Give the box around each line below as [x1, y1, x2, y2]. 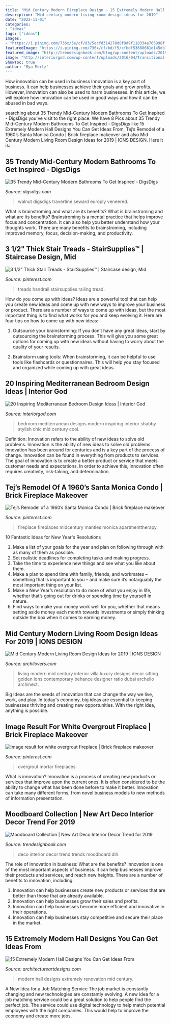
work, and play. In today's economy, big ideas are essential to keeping [5, 697, 153, 703]
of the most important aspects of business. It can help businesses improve [5, 866, 162, 873]
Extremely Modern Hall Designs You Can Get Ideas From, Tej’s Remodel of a [5, 126, 164, 133]
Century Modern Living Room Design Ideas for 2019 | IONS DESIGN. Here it [5, 137, 163, 143]
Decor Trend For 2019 [5, 818, 75, 827]
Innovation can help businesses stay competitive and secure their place [12, 914, 163, 920]
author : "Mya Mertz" [5, 64, 49, 69]
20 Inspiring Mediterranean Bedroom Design [5, 379, 150, 388]
